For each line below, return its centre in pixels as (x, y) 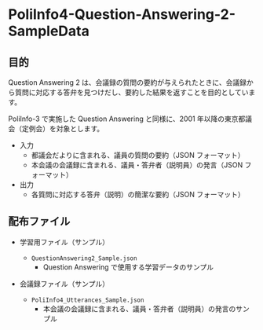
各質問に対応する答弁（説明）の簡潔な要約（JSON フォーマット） (138, 194)
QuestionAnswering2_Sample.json (84, 258)
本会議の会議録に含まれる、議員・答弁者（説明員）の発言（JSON (137, 165)
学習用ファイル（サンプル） (64, 242)
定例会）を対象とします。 (63, 128)
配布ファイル (39, 222)
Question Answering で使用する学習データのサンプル (128, 267)
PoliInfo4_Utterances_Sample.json (88, 300)
